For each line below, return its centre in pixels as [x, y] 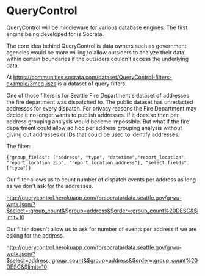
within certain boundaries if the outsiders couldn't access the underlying [98, 59]
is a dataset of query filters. [92, 84]
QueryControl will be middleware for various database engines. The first [97, 27]
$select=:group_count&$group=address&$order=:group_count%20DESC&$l [103, 211]
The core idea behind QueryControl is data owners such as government [96, 46]
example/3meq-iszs [31, 84]
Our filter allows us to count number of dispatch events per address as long [101, 179]
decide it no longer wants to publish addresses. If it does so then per [92, 115]
